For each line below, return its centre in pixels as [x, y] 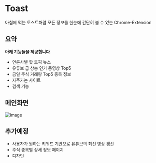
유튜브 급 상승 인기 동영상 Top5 [42, 68]
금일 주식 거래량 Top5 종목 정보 [42, 74]
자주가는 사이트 [26, 80]
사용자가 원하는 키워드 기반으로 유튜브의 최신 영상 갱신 [63, 144]
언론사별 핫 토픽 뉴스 [31, 62]
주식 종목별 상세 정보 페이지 [38, 150]
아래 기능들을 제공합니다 [28, 52]
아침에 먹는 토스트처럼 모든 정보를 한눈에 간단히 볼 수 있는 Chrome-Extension [78, 22]
